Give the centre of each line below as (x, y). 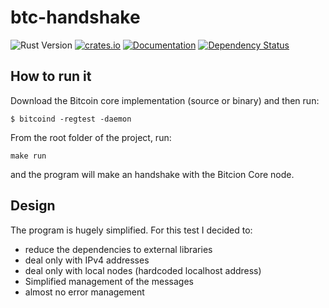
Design (33, 206)
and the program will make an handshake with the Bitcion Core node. (152, 174)
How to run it (51, 76)
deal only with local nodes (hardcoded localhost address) (143, 270)
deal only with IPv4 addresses (87, 260)
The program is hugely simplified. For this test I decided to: (131, 230)
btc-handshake (75, 17)
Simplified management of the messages (109, 281)
